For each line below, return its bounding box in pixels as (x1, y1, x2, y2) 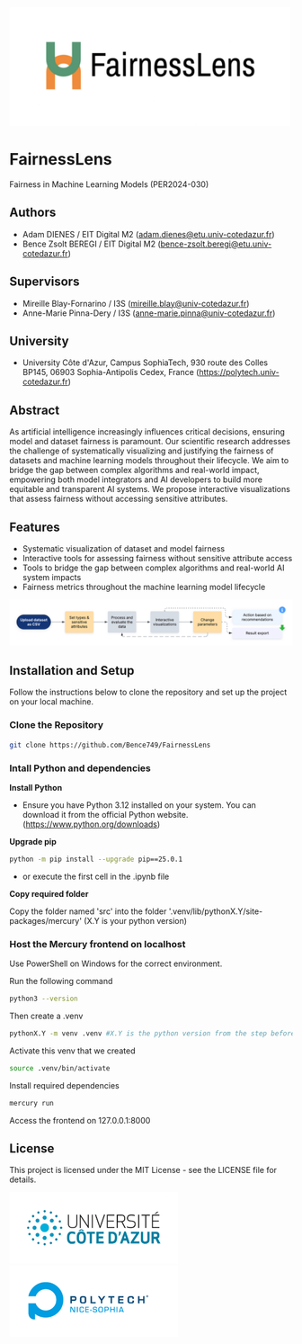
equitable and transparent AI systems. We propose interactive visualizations (9, 484, 290, 495)
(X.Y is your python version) (84, 915, 187, 926)
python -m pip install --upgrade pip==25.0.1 (9, 855, 182, 864)
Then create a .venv (9, 1010, 84, 1021)
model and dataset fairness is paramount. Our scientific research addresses (9, 436, 290, 447)
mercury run (9, 1098, 54, 1107)
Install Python (9, 782, 63, 793)
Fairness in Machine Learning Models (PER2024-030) (9, 178, 209, 190)
